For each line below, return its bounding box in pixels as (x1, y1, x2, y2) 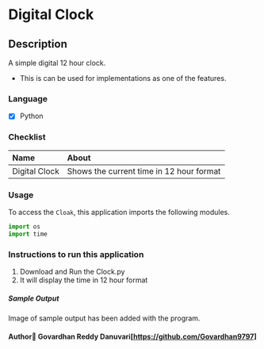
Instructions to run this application (8, 248, 144, 259)
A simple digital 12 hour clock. (8, 58, 106, 67)
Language (8, 93, 48, 104)
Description (8, 37, 67, 51)
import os (8, 222, 41, 231)
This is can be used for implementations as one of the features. (19, 74, 227, 82)
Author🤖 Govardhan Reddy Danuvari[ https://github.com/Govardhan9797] (8, 332, 257, 341)
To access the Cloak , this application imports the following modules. (8, 207, 230, 217)
